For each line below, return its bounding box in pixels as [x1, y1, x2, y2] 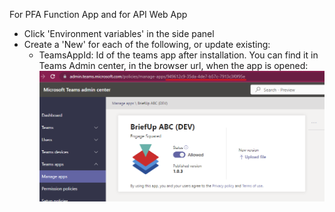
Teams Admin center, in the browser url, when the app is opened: [38, 60, 309, 71]
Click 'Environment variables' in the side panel [23, 28, 215, 39]
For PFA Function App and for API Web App [9, 9, 188, 20]
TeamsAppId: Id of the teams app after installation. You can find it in [38, 49, 319, 61]
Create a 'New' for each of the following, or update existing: [23, 39, 271, 50]
